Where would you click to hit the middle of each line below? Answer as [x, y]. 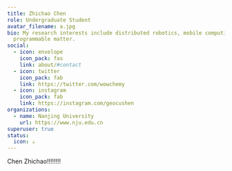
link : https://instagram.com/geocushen [77, 103]
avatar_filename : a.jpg [41, 26]
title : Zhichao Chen [37, 13]
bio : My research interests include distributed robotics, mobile [105, 33]
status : [18, 135]
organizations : [29, 110]
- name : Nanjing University [54, 116]
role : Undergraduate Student [49, 20]
